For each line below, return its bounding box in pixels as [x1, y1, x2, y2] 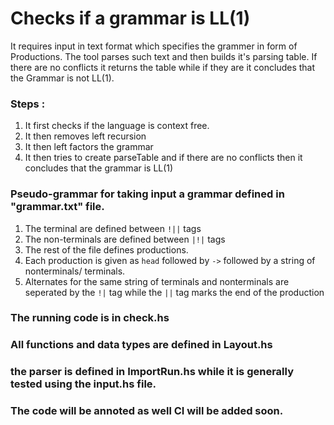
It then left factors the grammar [24, 141, 154, 153]
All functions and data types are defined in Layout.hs [10, 338, 273, 352]
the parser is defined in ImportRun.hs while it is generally [10, 365, 294, 379]
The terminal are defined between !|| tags [24, 222, 202, 234]
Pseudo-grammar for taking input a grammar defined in [10, 187, 285, 201]
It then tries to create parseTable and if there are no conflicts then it [24, 152, 303, 164]
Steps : [10, 97, 46, 111]
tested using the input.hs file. [10, 377, 157, 391]
